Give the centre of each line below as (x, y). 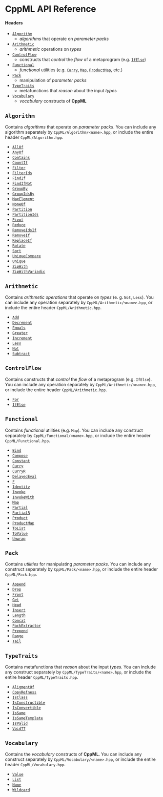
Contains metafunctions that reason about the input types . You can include (81, 667)
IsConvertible (26, 708)
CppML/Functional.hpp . (28, 440)
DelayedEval (24, 476)
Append (19, 585)
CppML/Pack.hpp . (21, 574)
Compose (20, 456)
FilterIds (22, 173)
